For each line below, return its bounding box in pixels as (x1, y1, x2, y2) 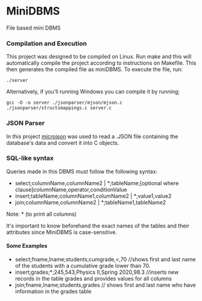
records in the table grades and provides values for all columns (14, 275, 172, 282)
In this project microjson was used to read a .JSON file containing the (6, 133, 178, 140)
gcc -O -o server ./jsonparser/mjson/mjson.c (6, 100, 122, 106)
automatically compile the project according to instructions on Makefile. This (6, 59, 197, 67)
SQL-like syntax (6, 154, 54, 162)
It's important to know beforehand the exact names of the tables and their (6, 222, 190, 229)
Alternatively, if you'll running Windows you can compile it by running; (6, 88, 180, 95)
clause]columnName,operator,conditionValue (14, 186, 128, 193)
